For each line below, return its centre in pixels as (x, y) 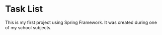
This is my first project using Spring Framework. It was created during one (81, 22)
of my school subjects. (28, 27)
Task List (24, 9)
